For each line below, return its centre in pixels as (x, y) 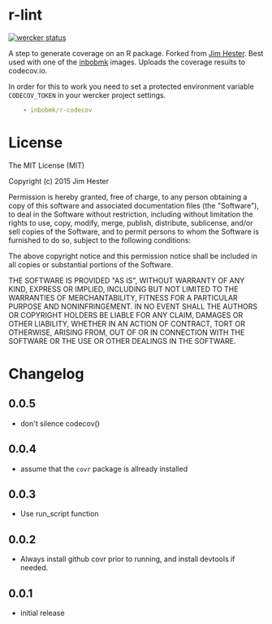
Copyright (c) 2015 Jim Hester (59, 181)
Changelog (46, 374)
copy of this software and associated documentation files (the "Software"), (134, 205)
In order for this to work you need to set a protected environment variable (131, 86)
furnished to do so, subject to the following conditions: (99, 240)
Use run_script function (59, 514)
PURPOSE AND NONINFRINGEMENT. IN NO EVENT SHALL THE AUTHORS (133, 306)
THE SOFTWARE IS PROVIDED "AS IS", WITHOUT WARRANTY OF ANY (127, 280)
